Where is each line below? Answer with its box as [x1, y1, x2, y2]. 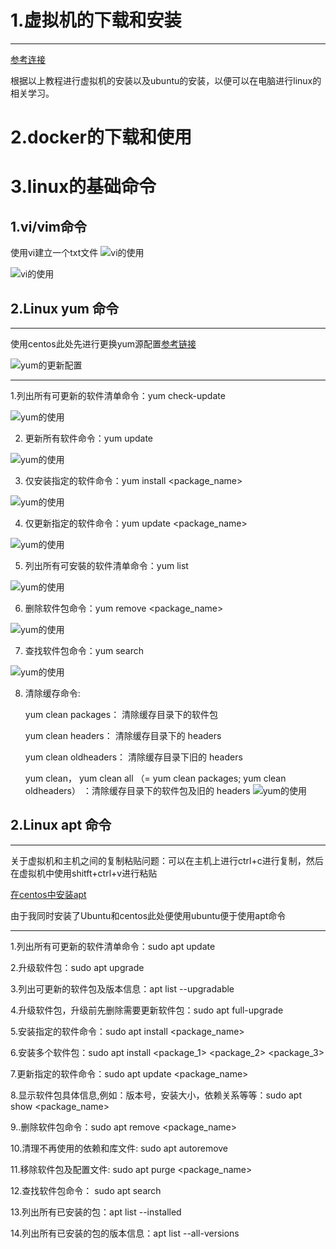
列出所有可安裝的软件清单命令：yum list [24, 559, 189, 571]
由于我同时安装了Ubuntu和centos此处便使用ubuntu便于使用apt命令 [10, 909, 287, 921]
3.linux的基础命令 [10, 176, 157, 198]
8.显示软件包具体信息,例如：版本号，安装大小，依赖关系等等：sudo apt [10, 1089, 302, 1101]
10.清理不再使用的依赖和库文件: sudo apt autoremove [10, 1142, 229, 1154]
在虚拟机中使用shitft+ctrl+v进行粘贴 [10, 867, 158, 879]
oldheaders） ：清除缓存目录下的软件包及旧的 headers [24, 784, 251, 796]
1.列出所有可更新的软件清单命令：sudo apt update [10, 940, 216, 952]
